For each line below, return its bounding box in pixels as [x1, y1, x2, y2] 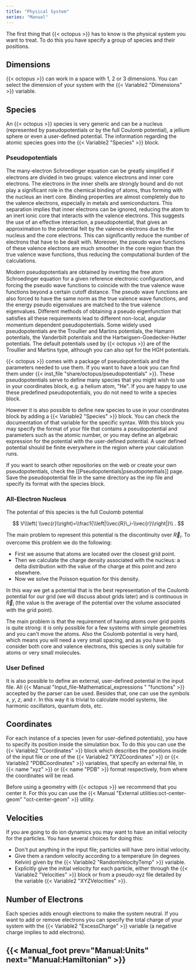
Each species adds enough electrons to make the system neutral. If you [6, 910, 178, 917]
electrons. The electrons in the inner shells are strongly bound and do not [6, 180, 183, 187]
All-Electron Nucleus [6, 495, 67, 503]
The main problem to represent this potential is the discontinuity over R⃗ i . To [6, 531, 190, 540]
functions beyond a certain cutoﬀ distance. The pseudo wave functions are [6, 288, 188, 295]
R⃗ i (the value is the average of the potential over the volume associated [6, 599, 181, 608]
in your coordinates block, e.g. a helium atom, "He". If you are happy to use [6, 383, 187, 390]
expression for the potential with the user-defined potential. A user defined [6, 438, 187, 445]
